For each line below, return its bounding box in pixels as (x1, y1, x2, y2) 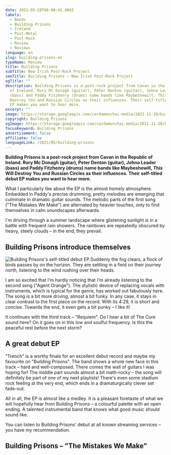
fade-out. (5, 385, 25, 391)
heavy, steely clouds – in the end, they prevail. (5, 228, 102, 234)
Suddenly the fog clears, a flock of (90, 256, 163, 262)
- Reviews (10, 45, 31, 50)
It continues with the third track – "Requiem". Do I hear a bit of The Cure (5, 314, 156, 320)
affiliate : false (5, 136, 42, 141)
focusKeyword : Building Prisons (5, 126, 74, 131)
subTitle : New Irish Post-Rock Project (5, 69, 90, 74)
